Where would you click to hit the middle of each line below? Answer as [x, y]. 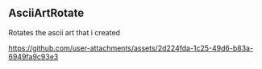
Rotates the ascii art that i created [64, 32]
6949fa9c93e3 [33, 56]
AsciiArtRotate [46, 13]
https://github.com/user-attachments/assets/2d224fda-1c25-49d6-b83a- [131, 48]
